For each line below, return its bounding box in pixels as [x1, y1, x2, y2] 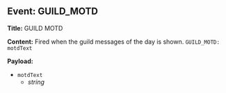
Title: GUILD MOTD [7, 24, 63, 32]
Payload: [7, 57, 33, 65]
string [27, 78, 45, 86]
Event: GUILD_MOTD [7, 6, 99, 17]
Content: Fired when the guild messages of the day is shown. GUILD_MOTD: [7, 37, 220, 46]
